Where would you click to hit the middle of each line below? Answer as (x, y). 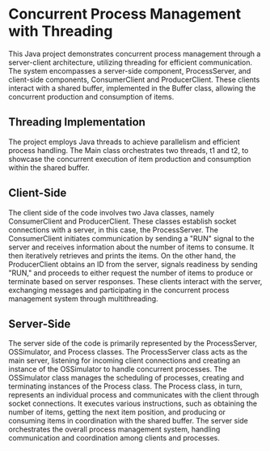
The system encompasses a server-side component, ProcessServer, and (130, 70)
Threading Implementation (77, 122)
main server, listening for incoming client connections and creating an (124, 360)
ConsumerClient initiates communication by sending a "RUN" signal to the (131, 238)
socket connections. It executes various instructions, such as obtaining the (133, 404)
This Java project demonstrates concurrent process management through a (135, 53)
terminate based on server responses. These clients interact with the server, (135, 281)
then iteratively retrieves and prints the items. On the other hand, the (122, 255)
